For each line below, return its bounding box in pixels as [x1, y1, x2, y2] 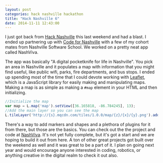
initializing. [5, 90, 27, 96]
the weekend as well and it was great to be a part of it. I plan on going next [5, 142, 154, 148]
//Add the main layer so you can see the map [5, 108, 98, 113]
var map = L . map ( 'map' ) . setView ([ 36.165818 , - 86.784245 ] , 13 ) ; [5, 104, 136, 109]
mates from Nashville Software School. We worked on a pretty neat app [5, 44, 148, 50]
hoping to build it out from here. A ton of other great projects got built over [5, 137, 154, 143]
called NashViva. [5, 49, 39, 55]
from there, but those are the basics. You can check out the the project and [5, 127, 155, 132]
